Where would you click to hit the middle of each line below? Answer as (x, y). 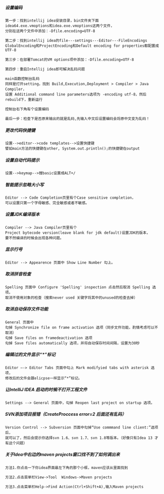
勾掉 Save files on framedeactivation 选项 (49, 338)
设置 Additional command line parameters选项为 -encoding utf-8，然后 (76, 94)
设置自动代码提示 (22, 160)
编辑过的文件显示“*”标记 (30, 355)
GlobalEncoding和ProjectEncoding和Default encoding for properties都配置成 (82, 46)
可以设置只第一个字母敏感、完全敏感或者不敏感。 (47, 203)
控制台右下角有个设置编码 (27, 109)
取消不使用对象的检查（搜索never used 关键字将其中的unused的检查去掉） (71, 298)
